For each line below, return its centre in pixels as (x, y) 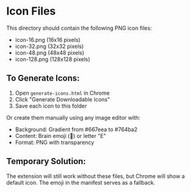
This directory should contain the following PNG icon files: (79, 28)
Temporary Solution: (46, 161)
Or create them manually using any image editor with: (73, 117)
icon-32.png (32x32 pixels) (49, 46)
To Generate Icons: (43, 78)
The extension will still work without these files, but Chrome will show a (95, 176)
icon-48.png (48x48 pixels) (50, 52)
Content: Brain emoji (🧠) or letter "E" (61, 135)
